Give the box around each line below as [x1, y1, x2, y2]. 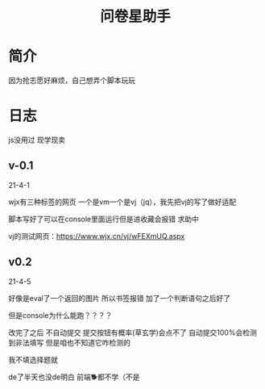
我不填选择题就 [8, 354, 58, 364]
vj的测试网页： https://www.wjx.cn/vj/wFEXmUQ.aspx [8, 231, 185, 241]
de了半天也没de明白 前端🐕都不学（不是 [8, 372, 140, 382]
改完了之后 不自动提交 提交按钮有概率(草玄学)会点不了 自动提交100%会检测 [8, 328, 258, 337]
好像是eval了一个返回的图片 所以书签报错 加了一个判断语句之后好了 [8, 293, 231, 303]
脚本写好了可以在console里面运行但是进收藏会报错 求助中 [8, 214, 199, 224]
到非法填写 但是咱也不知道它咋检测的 [8, 337, 130, 347]
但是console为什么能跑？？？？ [8, 310, 113, 320]
